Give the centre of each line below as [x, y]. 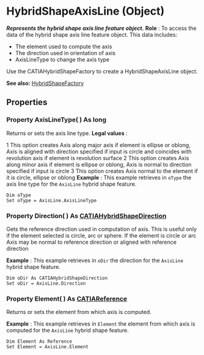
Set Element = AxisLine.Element [47, 347]
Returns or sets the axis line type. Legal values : [67, 133]
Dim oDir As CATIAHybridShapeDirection [57, 278]
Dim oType [19, 195]
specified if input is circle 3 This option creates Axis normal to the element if [102, 171]
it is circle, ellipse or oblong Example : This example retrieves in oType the [99, 177]
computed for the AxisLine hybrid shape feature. [68, 331]
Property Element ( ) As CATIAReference [67, 299]
